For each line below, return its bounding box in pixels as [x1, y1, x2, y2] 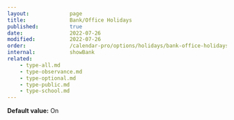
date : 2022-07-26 [7, 29, 101, 37]
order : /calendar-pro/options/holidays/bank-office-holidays [7, 42, 229, 49]
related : [7, 55, 33, 62]
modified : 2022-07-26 [7, 36, 101, 43]
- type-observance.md [19, 68, 82, 75]
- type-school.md [19, 87, 70, 94]
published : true [7, 23, 82, 30]
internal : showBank [7, 49, 95, 56]
